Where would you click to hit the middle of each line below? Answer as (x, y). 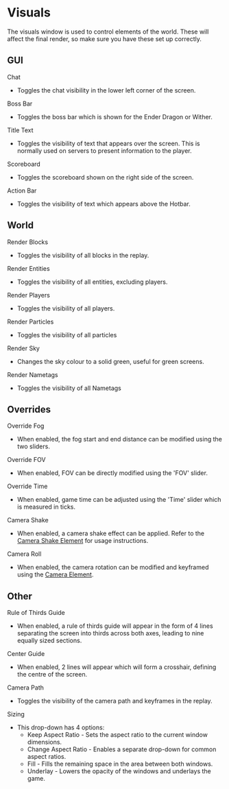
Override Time (27, 486)
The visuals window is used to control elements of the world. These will (108, 32)
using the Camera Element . (55, 574)
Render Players (28, 295)
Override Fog (26, 426)
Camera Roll (24, 554)
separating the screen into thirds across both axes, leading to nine (110, 633)
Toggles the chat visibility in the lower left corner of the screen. (106, 90)
